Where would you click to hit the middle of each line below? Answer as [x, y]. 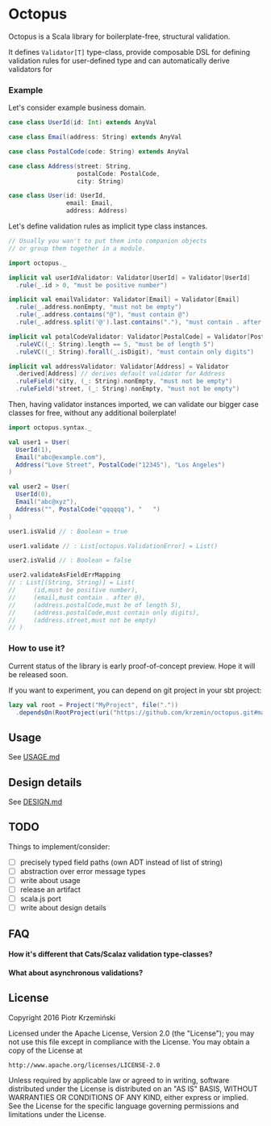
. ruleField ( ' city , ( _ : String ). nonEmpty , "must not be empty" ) [124, 381]
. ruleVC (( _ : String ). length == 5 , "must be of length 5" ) [115, 344]
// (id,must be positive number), [73, 590]
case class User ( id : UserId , [57, 196]
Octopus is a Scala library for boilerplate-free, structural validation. [119, 36]
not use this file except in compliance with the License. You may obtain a [129, 1041]
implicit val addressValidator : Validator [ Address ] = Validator [119, 366]
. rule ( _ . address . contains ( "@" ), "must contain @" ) [102, 315]
